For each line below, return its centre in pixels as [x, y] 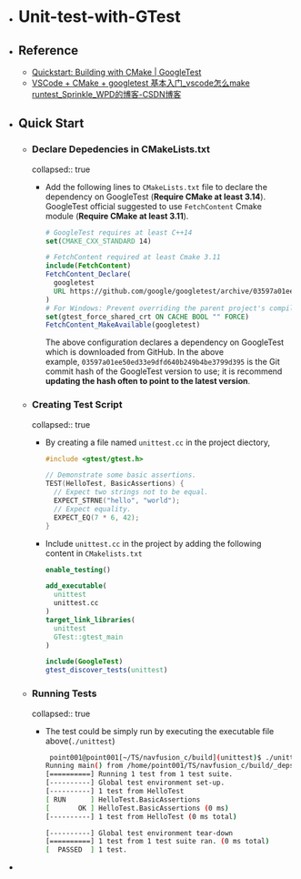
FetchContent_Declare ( [88, 275]
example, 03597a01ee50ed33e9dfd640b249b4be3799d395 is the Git [162, 362]
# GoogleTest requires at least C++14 [119, 232]
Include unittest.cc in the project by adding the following [153, 543]
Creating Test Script [77, 405]
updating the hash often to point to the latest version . [148, 381]
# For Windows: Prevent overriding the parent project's [155, 308]
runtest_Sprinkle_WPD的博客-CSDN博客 [106, 94]
